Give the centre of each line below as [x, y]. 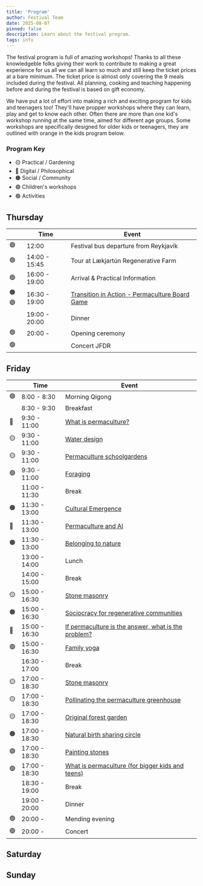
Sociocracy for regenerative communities [124, 613]
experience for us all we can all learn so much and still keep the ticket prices [101, 70]
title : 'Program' [28, 12]
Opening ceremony [98, 333]
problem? [79, 634]
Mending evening [90, 819]
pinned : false [24, 29]
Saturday [24, 854]
